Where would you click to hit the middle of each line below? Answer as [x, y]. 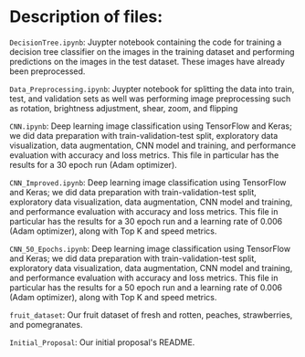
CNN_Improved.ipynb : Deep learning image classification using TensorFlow [148, 182]
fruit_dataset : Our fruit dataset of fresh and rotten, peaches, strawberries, [151, 315]
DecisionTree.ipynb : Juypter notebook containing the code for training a [146, 42]
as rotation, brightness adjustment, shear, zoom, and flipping [124, 108]
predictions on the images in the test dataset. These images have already [147, 61]
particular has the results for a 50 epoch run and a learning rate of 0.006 [146, 287]
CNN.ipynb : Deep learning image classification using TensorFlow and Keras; [151, 126]
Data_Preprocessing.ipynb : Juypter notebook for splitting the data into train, [152, 89]
